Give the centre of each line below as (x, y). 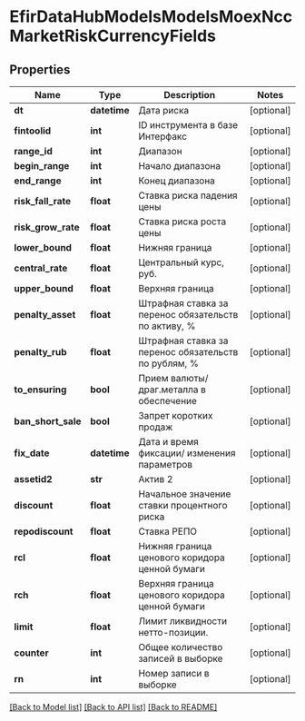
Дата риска (164, 110)
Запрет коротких (176, 415)
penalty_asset (45, 315)
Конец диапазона (177, 181)
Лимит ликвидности (183, 621)
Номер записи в (174, 673)
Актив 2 (156, 479)
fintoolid (33, 131)
